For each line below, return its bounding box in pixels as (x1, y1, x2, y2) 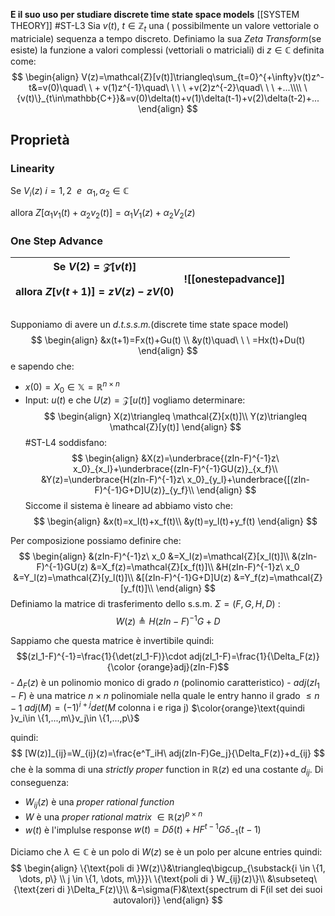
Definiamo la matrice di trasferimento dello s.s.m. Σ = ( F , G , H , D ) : (10, 598, 281, 610)
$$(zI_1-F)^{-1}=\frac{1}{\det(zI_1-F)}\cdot (16, 650, 188, 662)
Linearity (10, 162, 55, 176)
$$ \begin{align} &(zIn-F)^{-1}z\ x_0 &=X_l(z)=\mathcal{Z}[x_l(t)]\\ (18, 550, 290, 563)
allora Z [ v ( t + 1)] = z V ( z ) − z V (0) (15, 285, 175, 299)
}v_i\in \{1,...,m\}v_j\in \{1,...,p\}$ (10, 712, 140, 724)
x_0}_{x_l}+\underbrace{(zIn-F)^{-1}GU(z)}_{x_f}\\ (73, 463, 278, 475)
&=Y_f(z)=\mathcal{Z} (233, 572, 323, 584)
